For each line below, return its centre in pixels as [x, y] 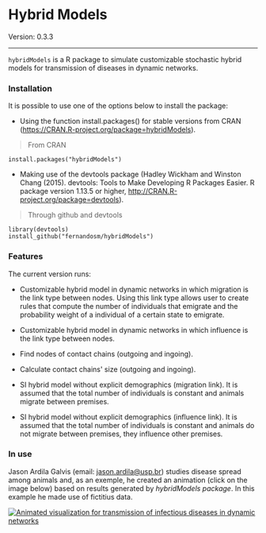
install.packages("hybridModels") [65, 160]
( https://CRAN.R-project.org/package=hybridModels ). [108, 129]
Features [26, 257]
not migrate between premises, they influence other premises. [121, 434]
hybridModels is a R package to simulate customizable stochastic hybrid [125, 59]
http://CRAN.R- [153, 191]
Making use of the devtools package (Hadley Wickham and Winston [130, 174]
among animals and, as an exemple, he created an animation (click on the [128, 480]
